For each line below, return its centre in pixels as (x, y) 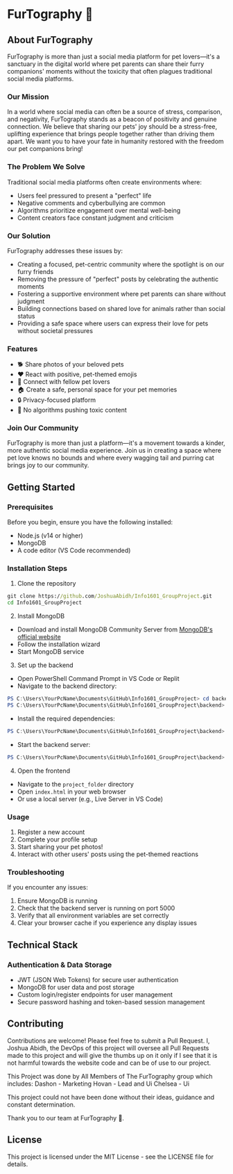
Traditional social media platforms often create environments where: (105, 182)
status (26, 316)
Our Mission (28, 97)
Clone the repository (46, 584)
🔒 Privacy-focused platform (56, 400)
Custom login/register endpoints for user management (95, 995)
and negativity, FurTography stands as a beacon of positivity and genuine (112, 119)
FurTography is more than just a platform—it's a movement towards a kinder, (116, 443)
